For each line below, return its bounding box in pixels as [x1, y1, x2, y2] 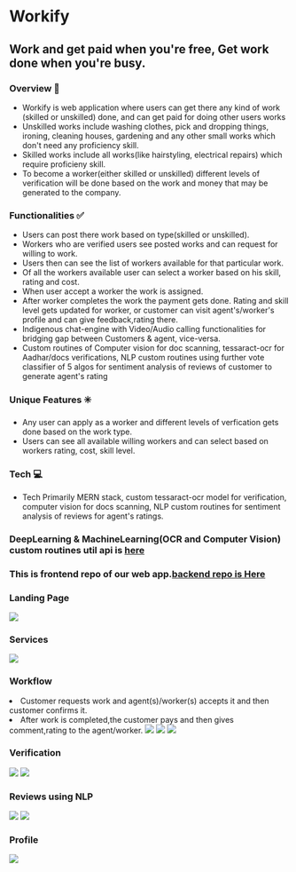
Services [9, 633, 49, 646]
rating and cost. [21, 277, 80, 288]
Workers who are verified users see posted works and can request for [21, 239, 278, 250]
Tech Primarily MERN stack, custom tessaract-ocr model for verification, [21, 491, 287, 503]
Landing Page [9, 591, 70, 604]
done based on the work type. [21, 426, 133, 437]
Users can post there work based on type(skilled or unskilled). [21, 229, 250, 241]
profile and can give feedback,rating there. [21, 314, 179, 325]
